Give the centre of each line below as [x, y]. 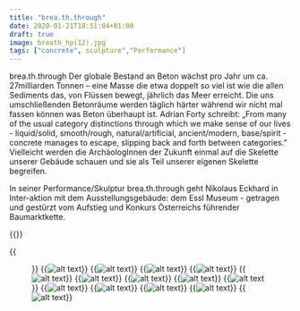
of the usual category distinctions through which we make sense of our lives [150, 124]
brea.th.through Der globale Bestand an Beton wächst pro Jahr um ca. [139, 76]
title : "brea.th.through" [57, 17]
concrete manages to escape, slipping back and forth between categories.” [149, 143]
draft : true [31, 34]
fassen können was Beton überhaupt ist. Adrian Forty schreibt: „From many [148, 114]
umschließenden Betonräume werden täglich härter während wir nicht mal [146, 105]
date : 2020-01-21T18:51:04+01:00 [72, 26]
